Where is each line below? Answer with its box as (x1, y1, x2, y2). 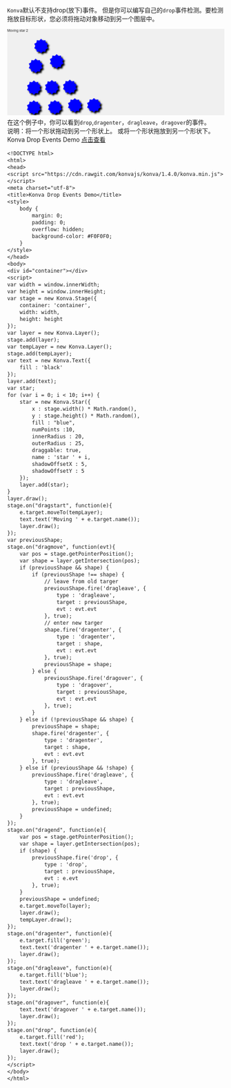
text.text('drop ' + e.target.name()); (19, 1041, 134, 1048)
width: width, (19, 309, 60, 316)
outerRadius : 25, (32, 440, 85, 447)
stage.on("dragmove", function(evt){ (7, 544, 116, 551)
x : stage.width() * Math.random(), (32, 406, 137, 413)
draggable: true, (32, 447, 81, 454)
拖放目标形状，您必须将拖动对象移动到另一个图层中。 (7, 14, 159, 23)
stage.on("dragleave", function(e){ (7, 965, 112, 972)
